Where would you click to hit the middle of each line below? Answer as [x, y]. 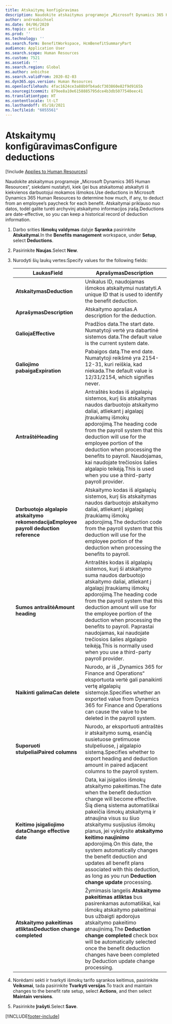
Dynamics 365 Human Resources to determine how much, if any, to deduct [84, 197]
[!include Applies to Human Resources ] [47, 171]
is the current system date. [117, 343]
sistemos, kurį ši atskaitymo [119, 569]
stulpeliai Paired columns [46, 752]
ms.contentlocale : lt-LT [32, 101]
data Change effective [42, 831]
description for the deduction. [121, 315]
